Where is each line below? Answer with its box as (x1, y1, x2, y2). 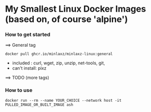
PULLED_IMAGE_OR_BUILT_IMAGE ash (5, 102, 74, 107)
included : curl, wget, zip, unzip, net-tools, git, (12, 60, 105, 66)
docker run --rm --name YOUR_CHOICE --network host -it (5, 98, 122, 103)
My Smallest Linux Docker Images (5, 3, 146, 15)
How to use (5, 87, 33, 93)
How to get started (5, 31, 50, 38)
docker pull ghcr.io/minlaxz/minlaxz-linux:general (5, 52, 113, 56)
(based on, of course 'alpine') (5, 14, 128, 25)
